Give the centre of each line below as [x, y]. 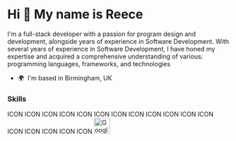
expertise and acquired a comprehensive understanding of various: [105, 56]
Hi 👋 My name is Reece [75, 14]
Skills [17, 99]
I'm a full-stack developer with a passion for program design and [102, 34]
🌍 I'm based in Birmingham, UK [65, 78]
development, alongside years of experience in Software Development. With [118, 41]
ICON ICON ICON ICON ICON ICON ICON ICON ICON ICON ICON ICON [111, 114]
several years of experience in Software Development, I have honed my [111, 49]
